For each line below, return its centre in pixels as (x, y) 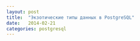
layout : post (23, 12)
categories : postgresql (37, 29)
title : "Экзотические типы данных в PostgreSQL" (71, 17)
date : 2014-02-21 (31, 23)
